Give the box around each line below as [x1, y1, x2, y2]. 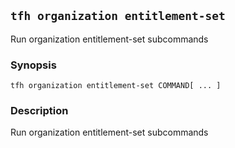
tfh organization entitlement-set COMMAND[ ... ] [10, 81, 222, 91]
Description [10, 104, 69, 118]
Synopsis [10, 58, 57, 72]
